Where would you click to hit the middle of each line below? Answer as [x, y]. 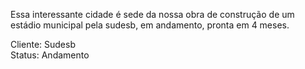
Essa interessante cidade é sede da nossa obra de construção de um [152, 14]
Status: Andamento [50, 55]
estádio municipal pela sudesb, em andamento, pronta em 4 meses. [150, 25]
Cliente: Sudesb [43, 44]
